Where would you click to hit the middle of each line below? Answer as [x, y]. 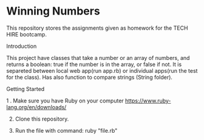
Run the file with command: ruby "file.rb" [66, 130]
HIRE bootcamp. [27, 34]
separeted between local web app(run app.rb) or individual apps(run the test [102, 70]
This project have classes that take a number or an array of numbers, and [98, 58]
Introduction [22, 46]
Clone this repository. [42, 119]
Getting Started [25, 88]
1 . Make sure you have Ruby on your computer [65, 101]
